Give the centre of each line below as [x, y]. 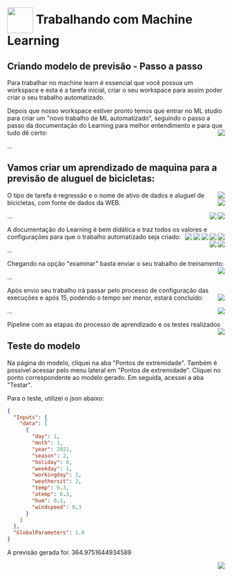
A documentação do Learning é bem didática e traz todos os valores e [107, 229]
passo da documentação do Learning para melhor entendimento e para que [115, 125]
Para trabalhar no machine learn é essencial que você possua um [100, 83]
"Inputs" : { [31, 417]
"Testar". [20, 385]
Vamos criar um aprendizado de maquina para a [112, 168]
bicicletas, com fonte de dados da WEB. [64, 202]
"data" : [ [34, 424]
